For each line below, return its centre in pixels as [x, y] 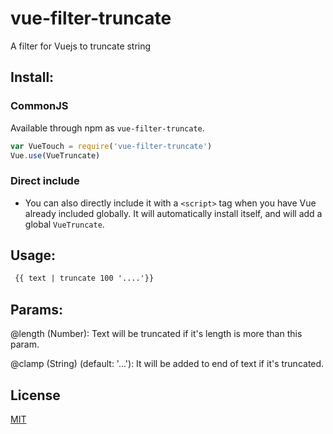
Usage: [33, 255]
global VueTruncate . [64, 224]
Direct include [45, 181]
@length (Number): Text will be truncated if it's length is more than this [156, 334]
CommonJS [39, 106]
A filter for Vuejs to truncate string [81, 46]
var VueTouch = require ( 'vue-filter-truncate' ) [111, 146]
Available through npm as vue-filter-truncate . [107, 128]
